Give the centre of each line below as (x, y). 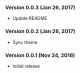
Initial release (26, 66)
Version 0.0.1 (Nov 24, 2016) (40, 55)
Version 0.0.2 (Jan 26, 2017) (40, 31)
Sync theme (25, 42)
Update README (30, 18)
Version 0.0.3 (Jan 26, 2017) (40, 7)
